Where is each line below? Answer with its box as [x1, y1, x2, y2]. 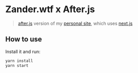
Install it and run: [5, 48, 41, 54]
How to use [5, 35, 42, 44]
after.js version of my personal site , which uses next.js [17, 20, 133, 26]
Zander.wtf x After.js [5, 4, 95, 15]
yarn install [5, 58, 33, 63]
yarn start [5, 63, 29, 68]
